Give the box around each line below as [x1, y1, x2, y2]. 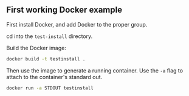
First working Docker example [6, 5, 123, 15]
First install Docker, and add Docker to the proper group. [6, 21, 148, 28]
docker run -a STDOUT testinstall [6, 85, 94, 91]
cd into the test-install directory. [6, 33, 93, 40]
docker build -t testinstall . [6, 56, 86, 62]
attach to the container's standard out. [6, 73, 103, 80]
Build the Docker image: [6, 44, 67, 51]
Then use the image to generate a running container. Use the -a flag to [6, 66, 184, 74]
